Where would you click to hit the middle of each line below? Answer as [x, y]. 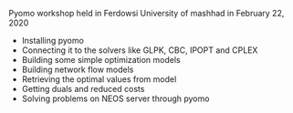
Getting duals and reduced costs [83, 89]
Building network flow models [78, 69]
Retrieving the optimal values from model [99, 79]
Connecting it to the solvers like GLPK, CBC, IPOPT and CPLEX [140, 50]
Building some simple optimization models [101, 60]
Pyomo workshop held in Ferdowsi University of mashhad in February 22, [146, 13]
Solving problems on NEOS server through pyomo [115, 98]
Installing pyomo [52, 41]
